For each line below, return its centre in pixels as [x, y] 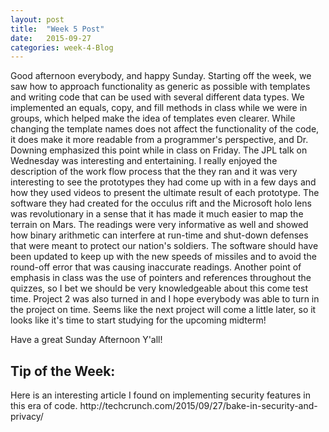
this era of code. [44, 406]
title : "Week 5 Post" [57, 29]
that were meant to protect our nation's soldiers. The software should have [164, 246]
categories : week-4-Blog [62, 47]
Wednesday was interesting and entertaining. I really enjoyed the [144, 161]
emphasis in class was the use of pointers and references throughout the [161, 278]
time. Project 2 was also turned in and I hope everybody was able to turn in [165, 299]
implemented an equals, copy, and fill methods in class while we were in [159, 108]
